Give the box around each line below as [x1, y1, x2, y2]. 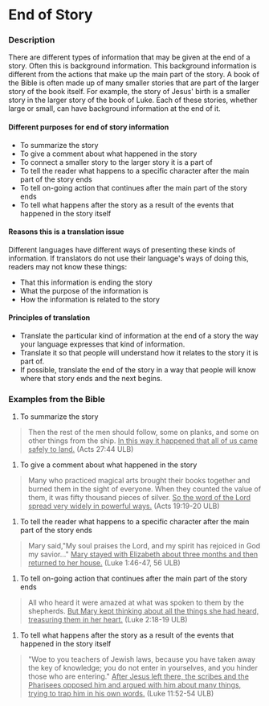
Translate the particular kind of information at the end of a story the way [19, 331, 259, 341]
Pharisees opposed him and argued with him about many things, [27, 680, 242, 690]
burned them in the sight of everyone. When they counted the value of [27, 484, 262, 494]
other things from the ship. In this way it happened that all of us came [27, 436, 259, 445]
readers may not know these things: [8, 261, 127, 271]
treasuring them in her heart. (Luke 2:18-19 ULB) [27, 615, 188, 625]
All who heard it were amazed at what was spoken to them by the [27, 597, 245, 608]
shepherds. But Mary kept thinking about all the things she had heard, [27, 606, 259, 616]
